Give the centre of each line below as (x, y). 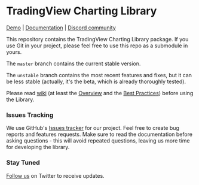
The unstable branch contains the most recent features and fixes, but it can (99, 75)
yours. (14, 51)
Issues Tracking (30, 115)
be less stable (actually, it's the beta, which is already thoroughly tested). (96, 81)
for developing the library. (38, 147)
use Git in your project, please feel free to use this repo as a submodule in (97, 46)
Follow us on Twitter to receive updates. (55, 175)
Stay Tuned (23, 163)
